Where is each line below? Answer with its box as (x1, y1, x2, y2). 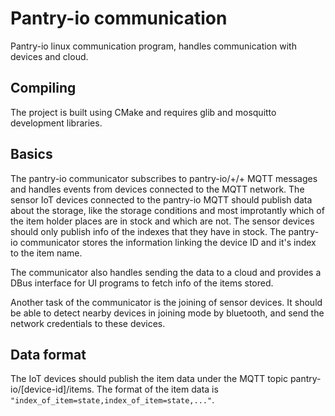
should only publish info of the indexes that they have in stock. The (10, 225, 287, 237)
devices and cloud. (10, 50, 89, 62)
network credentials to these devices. (10, 317, 166, 329)
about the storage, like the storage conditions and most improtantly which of (10, 204, 325, 216)
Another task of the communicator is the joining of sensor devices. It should (10, 296, 323, 308)
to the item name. (10, 247, 83, 259)
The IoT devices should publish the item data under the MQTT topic (10, 373, 288, 385)
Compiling (10, 80, 77, 97)
